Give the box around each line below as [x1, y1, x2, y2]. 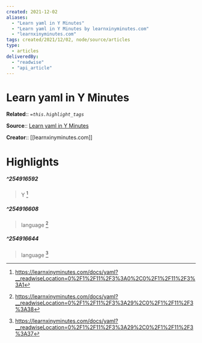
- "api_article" [11, 64, 52, 71]
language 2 [20, 220, 49, 229]
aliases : [6, 14, 28, 20]
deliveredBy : [6, 54, 39, 60]
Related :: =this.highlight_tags [6, 111, 84, 118]
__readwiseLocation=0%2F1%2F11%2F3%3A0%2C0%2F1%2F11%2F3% [14, 275, 195, 282]
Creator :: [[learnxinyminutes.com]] [6, 134, 93, 141]
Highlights [6, 155, 59, 168]
